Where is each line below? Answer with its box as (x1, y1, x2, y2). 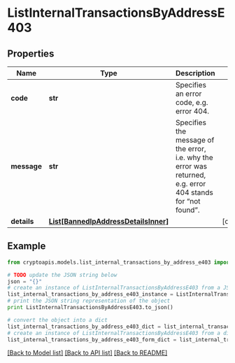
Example (7, 240, 46, 252)
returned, (175, 170, 206, 180)
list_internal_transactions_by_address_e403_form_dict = (7, 336, 177, 343)
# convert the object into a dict (7, 316, 108, 323)
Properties (7, 48, 55, 59)
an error (175, 89, 202, 99)
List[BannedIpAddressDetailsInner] (48, 217, 169, 226)
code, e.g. (175, 98, 208, 107)
